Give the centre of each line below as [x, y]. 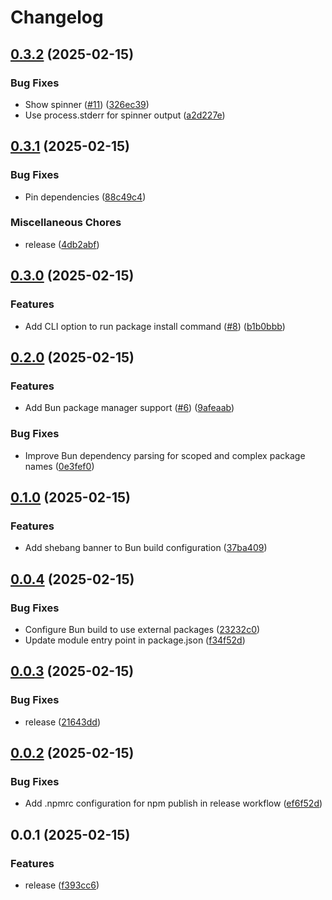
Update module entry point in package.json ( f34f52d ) [135, 640]
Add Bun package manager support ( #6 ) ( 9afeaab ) [129, 408]
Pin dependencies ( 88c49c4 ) [85, 197]
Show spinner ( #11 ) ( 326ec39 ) [87, 104]
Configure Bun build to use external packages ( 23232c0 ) [142, 629]
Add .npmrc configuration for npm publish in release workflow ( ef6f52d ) [173, 803]
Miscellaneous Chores [66, 223]
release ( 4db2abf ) [62, 244]
